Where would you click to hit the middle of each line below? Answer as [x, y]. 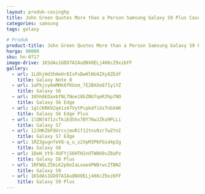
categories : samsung [33, 23]
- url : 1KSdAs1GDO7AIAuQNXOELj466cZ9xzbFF [67, 176]
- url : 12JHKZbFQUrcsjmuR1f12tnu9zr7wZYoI [67, 131]
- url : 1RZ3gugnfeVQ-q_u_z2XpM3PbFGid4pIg [67, 142]
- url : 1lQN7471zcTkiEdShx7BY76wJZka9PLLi [67, 120]
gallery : [17, 68]
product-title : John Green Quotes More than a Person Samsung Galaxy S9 [101, 46]
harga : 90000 [23, 52]
